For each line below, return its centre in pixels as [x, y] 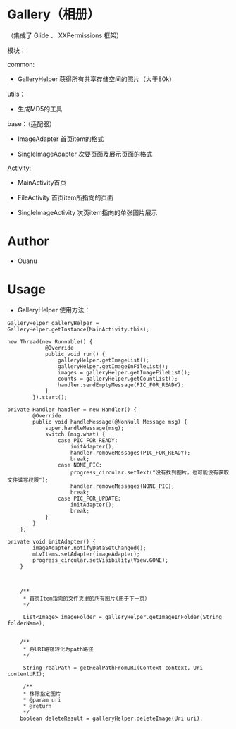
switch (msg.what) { [75, 434]
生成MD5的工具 [40, 109]
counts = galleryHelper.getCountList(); [118, 379]
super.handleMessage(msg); [85, 428]
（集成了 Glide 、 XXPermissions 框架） [65, 35]
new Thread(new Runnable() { [50, 342]
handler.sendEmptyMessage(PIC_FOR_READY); [121, 385]
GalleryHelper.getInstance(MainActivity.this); [79, 329]
